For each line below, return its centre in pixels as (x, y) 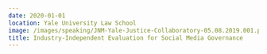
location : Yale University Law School (72, 23)
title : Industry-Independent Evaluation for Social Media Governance (126, 38)
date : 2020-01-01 (37, 15)
